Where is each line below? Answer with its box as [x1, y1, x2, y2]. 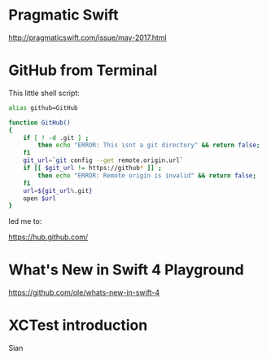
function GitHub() [8, 118, 71, 127]
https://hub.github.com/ [8, 232, 89, 242]
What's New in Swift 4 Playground [8, 260, 244, 279]
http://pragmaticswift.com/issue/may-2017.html [8, 33, 167, 42]
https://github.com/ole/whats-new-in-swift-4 [8, 287, 160, 298]
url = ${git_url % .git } [23, 186, 93, 195]
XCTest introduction [8, 316, 148, 335]
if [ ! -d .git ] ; [23, 134, 90, 142]
